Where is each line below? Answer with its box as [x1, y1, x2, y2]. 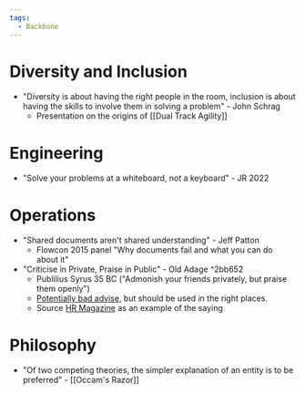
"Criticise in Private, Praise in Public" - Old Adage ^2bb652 [22, 264, 244, 275]
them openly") [36, 284, 91, 295]
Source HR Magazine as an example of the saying [36, 303, 223, 314]
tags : [9, 13, 30, 23]
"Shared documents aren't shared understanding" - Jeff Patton [22, 234, 259, 246]
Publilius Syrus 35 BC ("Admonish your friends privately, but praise [36, 274, 288, 285]
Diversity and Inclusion [9, 61, 188, 82]
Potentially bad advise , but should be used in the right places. [36, 293, 269, 304]
